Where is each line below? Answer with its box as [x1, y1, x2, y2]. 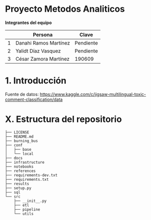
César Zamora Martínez [15, 55, 70, 62]
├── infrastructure [5, 160, 45, 165]
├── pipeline [14, 207, 40, 212]
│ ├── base [5, 147, 32, 152]
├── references [5, 168, 36, 173]
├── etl [14, 202, 29, 208]
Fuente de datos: [5, 91, 39, 97]
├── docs [5, 155, 23, 160]
